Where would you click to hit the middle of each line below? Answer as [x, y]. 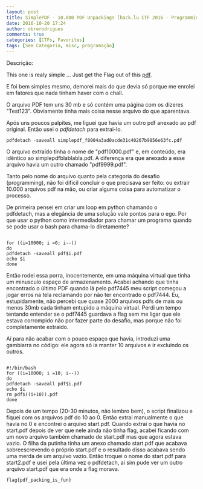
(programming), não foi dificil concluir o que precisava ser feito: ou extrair [98, 182]
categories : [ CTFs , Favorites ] [46, 40]
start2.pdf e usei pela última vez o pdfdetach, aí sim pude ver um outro [95, 462]
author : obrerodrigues [35, 29]
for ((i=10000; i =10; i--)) [43, 373]
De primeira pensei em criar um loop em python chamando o [82, 207]
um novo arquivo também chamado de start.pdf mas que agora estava [94, 436]
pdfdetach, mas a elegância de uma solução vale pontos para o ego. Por [97, 213]
